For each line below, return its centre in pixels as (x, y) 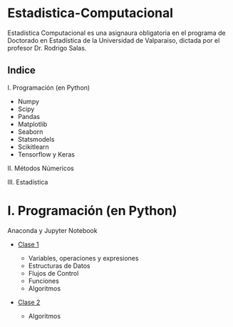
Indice (21, 70)
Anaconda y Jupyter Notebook (52, 230)
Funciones (43, 281)
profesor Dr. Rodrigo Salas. (47, 48)
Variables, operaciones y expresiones (83, 258)
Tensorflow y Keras (46, 154)
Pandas (29, 116)
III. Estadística (28, 182)
